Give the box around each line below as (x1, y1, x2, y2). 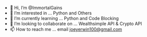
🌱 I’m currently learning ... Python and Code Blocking (9, 15, 119, 21)
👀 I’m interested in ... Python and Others (9, 10, 92, 16)
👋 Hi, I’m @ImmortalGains (9, 5, 62, 10)
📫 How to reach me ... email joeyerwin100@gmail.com (9, 26, 122, 32)
